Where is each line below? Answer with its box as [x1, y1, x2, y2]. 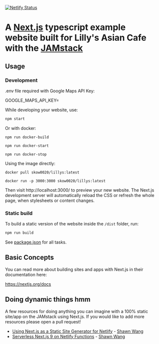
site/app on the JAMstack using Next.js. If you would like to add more [5, 314, 145, 319]
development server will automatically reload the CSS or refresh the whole [5, 192, 155, 198]
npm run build [5, 230, 34, 235]
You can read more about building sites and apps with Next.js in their [5, 266, 144, 272]
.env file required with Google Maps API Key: [5, 88, 95, 94]
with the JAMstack [5, 43, 83, 54]
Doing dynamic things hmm [5, 295, 91, 304]
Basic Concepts [5, 253, 54, 262]
